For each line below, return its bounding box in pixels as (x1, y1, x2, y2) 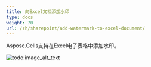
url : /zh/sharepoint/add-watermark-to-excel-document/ (6, 25, 146, 31)
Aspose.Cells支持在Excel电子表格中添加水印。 (6, 42, 119, 49)
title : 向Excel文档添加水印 (6, 8, 70, 15)
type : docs (6, 14, 33, 20)
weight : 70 (6, 20, 33, 25)
